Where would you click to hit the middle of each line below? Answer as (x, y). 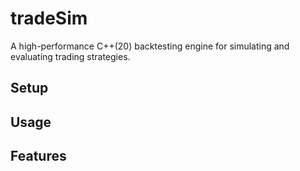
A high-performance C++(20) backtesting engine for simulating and (150, 46)
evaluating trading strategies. (70, 56)
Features (38, 156)
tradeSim (49, 18)
